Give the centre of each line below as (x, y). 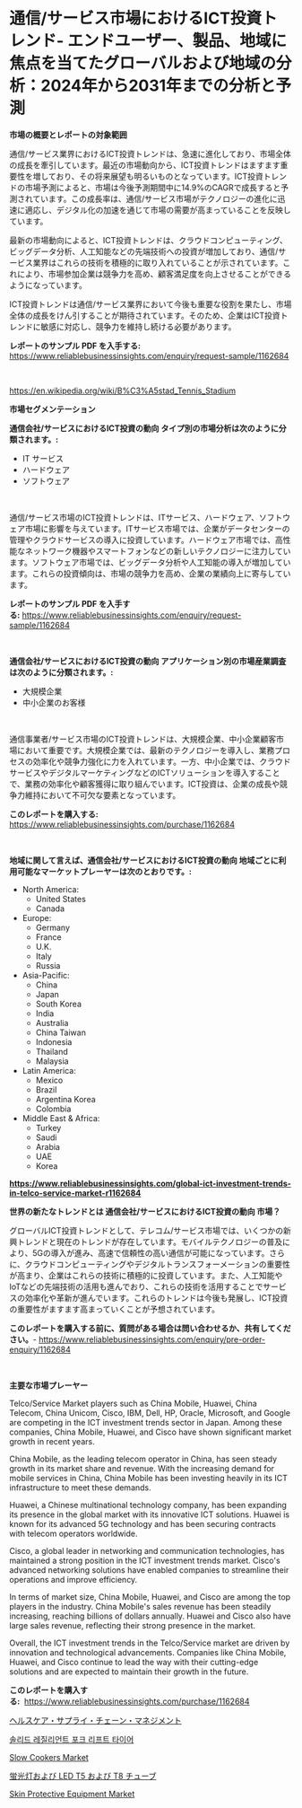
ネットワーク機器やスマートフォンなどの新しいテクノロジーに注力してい (158, 551)
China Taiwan (61, 1032)
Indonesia (54, 1041)
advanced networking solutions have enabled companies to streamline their (149, 1570)
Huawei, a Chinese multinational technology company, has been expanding (148, 1505)
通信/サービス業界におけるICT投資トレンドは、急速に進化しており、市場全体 (150, 154)
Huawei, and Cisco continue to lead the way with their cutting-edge (134, 1662)
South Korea (59, 1004)
